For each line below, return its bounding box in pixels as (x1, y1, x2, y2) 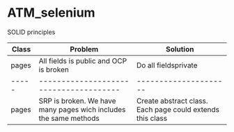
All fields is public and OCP (38, 56, 127, 65)
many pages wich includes (38, 104, 126, 114)
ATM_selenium (7, 5, 95, 21)
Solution (166, 44, 194, 53)
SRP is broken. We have (38, 96, 116, 106)
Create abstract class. (136, 96, 208, 106)
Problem (70, 44, 99, 53)
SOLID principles (7, 28, 56, 36)
